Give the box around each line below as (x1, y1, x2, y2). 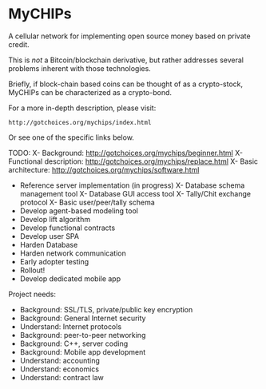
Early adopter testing (19, 256, 89, 266)
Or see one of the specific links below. (8, 133, 134, 142)
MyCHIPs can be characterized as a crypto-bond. (8, 87, 173, 97)
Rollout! (19, 265, 46, 275)
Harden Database (19, 240, 78, 249)
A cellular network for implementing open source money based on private (8, 31, 251, 41)
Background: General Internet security (19, 313, 146, 323)
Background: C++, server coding (19, 339, 129, 348)
